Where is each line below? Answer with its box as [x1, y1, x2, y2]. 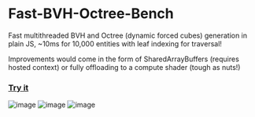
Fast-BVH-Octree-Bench [8, 5, 175, 23]
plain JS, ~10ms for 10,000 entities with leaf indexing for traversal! [8, 38, 223, 48]
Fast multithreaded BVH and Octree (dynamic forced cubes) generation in [8, 31, 248, 40]
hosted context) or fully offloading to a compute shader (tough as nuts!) [8, 62, 241, 71]
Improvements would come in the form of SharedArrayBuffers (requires [8, 54, 240, 64]
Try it [8, 82, 29, 93]
